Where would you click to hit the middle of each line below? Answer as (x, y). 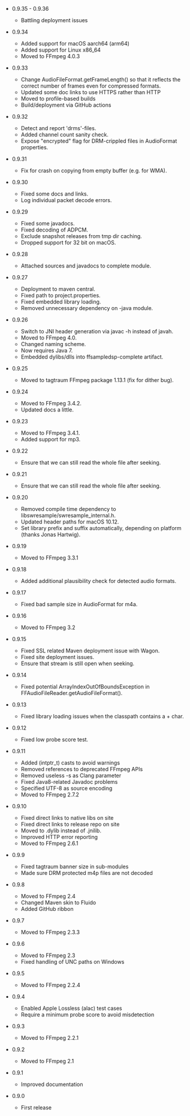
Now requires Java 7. (47, 351)
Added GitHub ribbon (47, 909)
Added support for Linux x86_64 (61, 50)
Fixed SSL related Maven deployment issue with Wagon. (90, 651)
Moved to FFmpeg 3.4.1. (50, 433)
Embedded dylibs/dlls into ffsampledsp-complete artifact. (92, 357)
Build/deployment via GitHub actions (66, 105)
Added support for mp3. (51, 439)
